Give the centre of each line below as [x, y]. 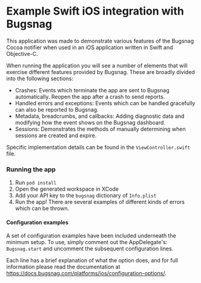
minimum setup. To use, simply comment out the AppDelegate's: [87, 242]
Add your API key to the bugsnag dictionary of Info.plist [86, 196]
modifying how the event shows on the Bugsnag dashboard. [90, 122]
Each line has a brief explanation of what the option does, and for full [92, 261]
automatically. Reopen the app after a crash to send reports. [90, 97]
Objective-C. [22, 53]
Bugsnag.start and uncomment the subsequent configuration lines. [90, 249]
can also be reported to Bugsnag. [57, 109]
